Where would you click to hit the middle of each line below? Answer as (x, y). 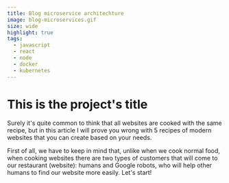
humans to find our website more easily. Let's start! (80, 173)
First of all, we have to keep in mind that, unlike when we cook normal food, (114, 151)
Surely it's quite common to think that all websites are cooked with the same (115, 123)
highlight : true (30, 32)
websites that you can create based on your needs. (80, 138)
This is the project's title (77, 104)
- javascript (32, 45)
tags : (15, 39)
